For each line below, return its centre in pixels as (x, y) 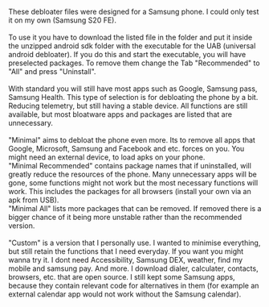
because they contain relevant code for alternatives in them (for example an (134, 286)
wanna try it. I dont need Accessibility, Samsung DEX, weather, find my (126, 260)
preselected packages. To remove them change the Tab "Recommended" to (134, 63)
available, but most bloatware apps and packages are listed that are (120, 114)
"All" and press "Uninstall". (52, 71)
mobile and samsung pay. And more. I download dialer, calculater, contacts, (133, 268)
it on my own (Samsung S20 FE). (62, 20)
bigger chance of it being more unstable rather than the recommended (125, 217)
